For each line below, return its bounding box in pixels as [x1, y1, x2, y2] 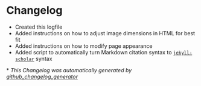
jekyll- [173, 50, 193, 56]
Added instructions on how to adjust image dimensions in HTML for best [14, 29, 195, 36]
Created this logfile [14, 23, 63, 30]
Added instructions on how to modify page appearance [14, 42, 153, 50]
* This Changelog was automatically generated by [6, 66, 132, 73]
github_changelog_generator [6, 73, 78, 80]
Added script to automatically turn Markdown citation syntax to [14, 48, 172, 56]
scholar [14, 56, 34, 62]
